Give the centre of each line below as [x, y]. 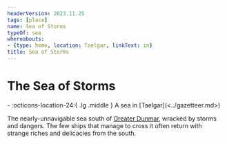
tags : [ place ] [28, 20]
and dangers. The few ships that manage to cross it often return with [105, 125]
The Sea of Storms [61, 86]
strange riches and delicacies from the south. [72, 133]
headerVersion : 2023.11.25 [46, 13]
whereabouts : [26, 39]
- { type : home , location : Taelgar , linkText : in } [80, 45]
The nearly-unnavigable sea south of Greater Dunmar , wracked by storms [112, 119]
